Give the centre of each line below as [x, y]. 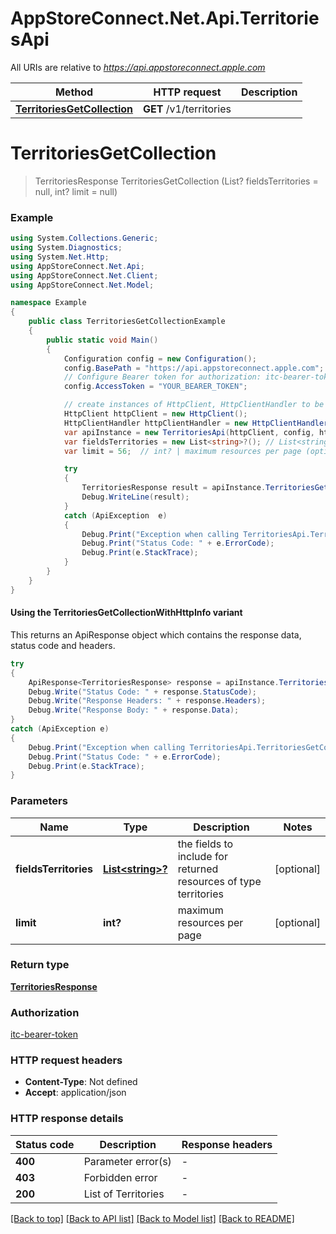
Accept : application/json [75, 1093]
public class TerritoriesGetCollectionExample [127, 322]
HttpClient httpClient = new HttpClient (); [155, 414]
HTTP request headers [66, 1060]
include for [202, 856]
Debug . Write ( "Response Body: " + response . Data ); [134, 710]
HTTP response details [67, 1119]
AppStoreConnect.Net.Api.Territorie [165, 18]
